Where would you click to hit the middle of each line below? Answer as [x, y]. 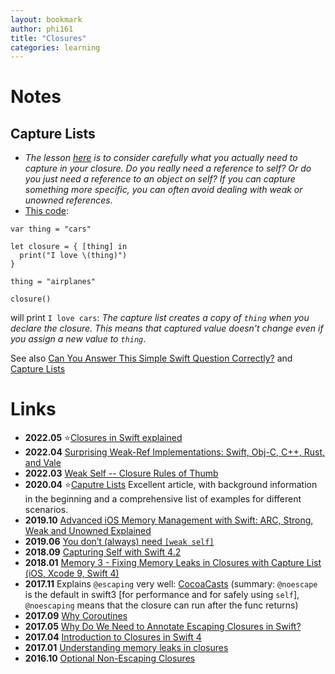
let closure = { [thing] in [69, 247]
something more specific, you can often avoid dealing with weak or [163, 190]
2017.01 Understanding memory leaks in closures [126, 648]
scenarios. [46, 510]
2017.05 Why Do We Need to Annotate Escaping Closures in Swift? [163, 627]
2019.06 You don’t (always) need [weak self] [119, 542]
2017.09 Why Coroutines [76, 616]
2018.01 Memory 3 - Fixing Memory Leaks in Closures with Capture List [173, 563]
